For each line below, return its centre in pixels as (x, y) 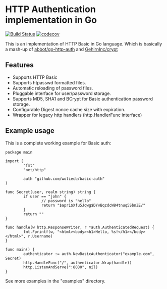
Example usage (30, 131)
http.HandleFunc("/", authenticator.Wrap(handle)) (78, 263)
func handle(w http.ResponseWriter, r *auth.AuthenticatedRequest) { (80, 227)
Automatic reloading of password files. (53, 88)
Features (19, 65)
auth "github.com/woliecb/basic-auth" (64, 179)
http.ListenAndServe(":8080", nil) (61, 267)
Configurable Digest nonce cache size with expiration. (69, 109)
